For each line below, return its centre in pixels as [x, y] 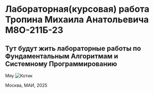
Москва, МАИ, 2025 [26, 85]
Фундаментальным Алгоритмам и [62, 56]
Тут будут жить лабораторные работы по [73, 48]
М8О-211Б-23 [34, 30]
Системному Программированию [61, 64]
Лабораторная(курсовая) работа [77, 9]
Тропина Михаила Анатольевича [77, 20]
